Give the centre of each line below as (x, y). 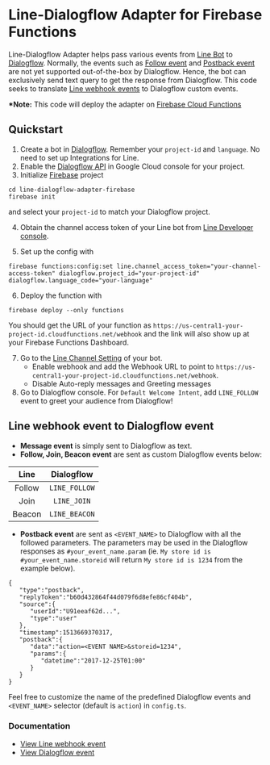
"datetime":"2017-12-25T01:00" (93, 660)
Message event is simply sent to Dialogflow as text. (106, 445)
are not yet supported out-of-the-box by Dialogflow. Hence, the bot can (127, 71)
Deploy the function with (61, 295)
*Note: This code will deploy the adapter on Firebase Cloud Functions (125, 104)
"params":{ (48, 654)
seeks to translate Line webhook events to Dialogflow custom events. (123, 88)
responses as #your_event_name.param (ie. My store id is (116, 551)
